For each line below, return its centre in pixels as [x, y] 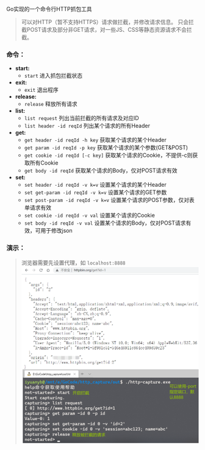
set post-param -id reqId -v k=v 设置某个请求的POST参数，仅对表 [110, 200]
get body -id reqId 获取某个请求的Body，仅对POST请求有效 [101, 171]
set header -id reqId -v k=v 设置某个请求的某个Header [95, 185]
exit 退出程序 [41, 90]
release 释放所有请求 [51, 104]
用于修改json [57, 231]
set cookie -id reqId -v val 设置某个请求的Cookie [90, 216]
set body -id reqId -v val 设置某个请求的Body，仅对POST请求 [105, 223]
